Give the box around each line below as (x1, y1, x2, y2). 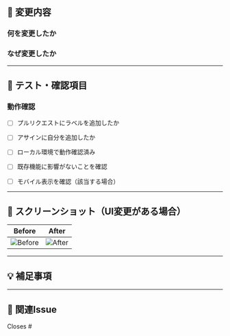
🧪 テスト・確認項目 (7, 80, 88, 91)
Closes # (7, 322, 32, 331)
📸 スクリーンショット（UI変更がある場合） (7, 206, 186, 217)
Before (13, 226, 36, 236)
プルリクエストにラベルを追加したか (16, 119, 120, 127)
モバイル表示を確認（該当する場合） (16, 177, 120, 185)
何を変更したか (7, 29, 57, 38)
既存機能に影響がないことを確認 (16, 163, 107, 171)
